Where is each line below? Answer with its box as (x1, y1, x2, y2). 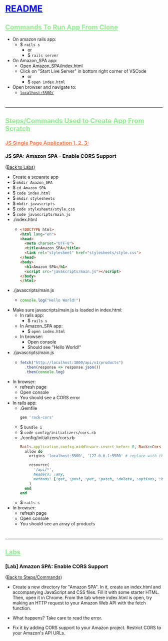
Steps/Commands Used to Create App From (5, 116, 144, 125)
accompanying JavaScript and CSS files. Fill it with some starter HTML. (12, 589, 159, 595)
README (5, 3, 43, 15)
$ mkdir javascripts (12, 200, 55, 206)
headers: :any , (33, 472, 65, 477)
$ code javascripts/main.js (12, 211, 71, 217)
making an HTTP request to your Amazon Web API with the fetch (12, 600, 146, 606)
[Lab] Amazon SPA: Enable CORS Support (5, 563, 108, 570)
